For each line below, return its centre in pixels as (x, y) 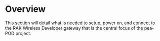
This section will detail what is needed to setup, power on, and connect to (80, 23)
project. (23, 33)
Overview (25, 9)
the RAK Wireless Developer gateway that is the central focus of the (74, 28)
